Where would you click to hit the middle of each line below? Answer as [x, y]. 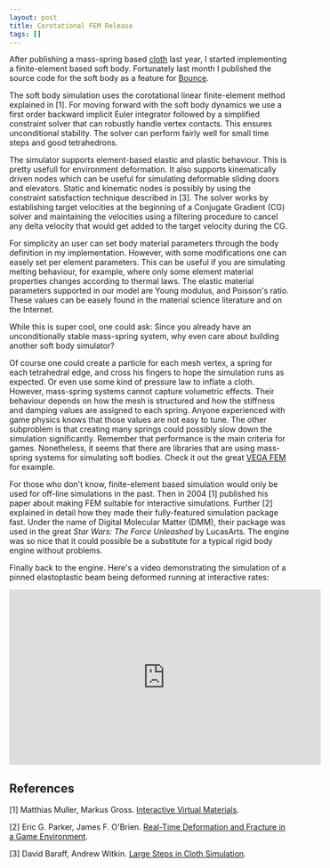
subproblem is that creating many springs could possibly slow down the [141, 429]
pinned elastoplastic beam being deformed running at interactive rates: [139, 577]
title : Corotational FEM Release [71, 26]
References [42, 788]
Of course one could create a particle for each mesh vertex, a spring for [141, 363]
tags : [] [25, 34]
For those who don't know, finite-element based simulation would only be [144, 484]
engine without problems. [56, 551]
